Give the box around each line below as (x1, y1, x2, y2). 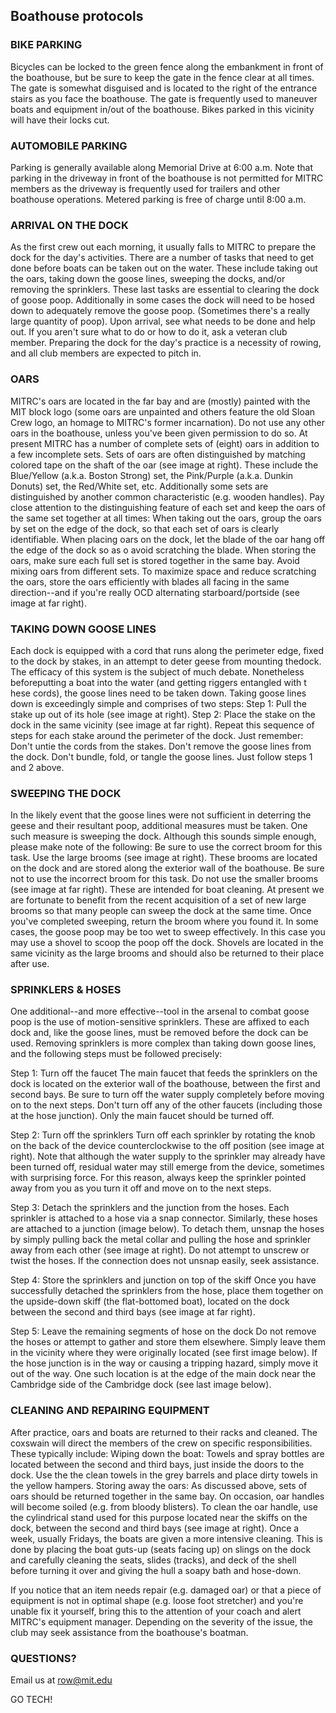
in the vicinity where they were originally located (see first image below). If (10, 1347, 318, 1359)
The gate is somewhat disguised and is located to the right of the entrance (10, 82, 318, 94)
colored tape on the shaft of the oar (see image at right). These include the (10, 459, 319, 471)
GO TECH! (10, 1694, 53, 1706)
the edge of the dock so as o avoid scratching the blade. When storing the (10, 544, 317, 556)
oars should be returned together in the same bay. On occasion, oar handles (10, 1490, 325, 1502)
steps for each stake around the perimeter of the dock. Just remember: (10, 729, 304, 741)
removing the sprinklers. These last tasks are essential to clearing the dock (10, 284, 320, 296)
